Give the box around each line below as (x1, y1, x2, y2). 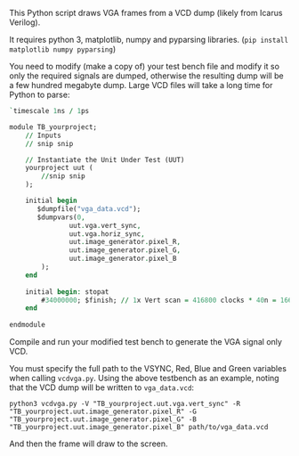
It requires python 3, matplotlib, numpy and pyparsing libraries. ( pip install (9, 35, 289, 45)
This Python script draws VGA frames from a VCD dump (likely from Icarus (9, 8, 283, 18)
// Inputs (25, 131, 62, 140)
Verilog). (9, 17, 41, 28)
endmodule (9, 321, 46, 330)
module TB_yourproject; (9, 122, 98, 132)
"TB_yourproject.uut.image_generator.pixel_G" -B (9, 415, 198, 424)
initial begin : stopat (25, 287, 109, 297)
